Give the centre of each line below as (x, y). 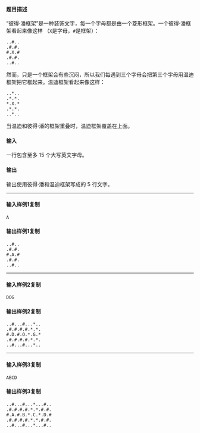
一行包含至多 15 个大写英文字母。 (47, 155)
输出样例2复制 (24, 311)
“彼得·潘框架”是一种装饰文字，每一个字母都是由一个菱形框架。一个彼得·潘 (96, 23)
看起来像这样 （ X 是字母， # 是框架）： (55, 31)
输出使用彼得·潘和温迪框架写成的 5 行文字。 (60, 184)
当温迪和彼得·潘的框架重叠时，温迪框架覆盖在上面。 (70, 126)
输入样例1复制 (23, 205)
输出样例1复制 (23, 231)
